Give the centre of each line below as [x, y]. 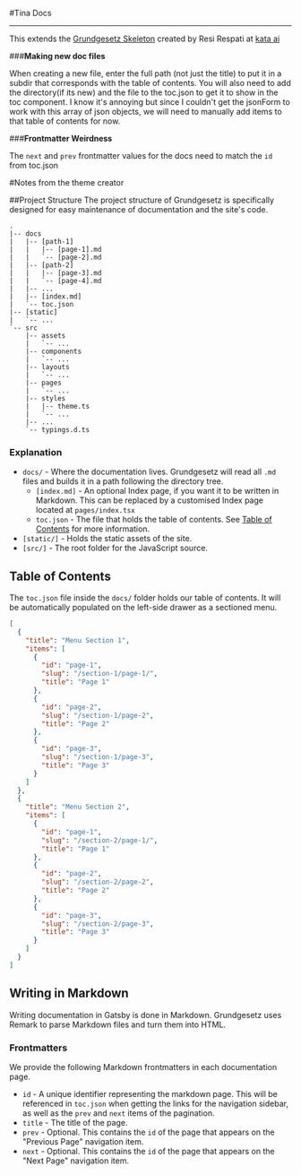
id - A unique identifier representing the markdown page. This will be [150, 1093]
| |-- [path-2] [42, 265]
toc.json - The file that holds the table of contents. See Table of [154, 520]
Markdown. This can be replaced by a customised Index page [150, 500]
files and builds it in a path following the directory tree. [123, 481]
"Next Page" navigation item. [76, 1161]
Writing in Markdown [69, 994]
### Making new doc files [57, 56]
